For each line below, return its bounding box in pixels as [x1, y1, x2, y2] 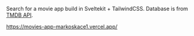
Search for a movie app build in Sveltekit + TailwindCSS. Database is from [6, 5, 189, 12]
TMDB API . [6, 11, 34, 19]
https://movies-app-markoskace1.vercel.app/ [6, 23, 118, 30]
